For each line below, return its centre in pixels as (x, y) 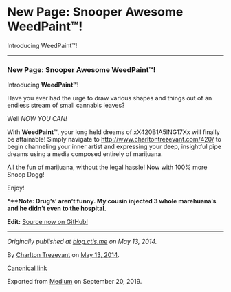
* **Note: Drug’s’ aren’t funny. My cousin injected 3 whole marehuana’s (112, 201)
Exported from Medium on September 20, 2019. (75, 282)
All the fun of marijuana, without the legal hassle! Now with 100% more (107, 167)
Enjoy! (16, 188)
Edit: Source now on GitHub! (47, 222)
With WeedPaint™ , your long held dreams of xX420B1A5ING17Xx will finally (113, 132)
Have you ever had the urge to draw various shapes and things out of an (110, 98)
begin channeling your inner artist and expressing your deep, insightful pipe (114, 147)
